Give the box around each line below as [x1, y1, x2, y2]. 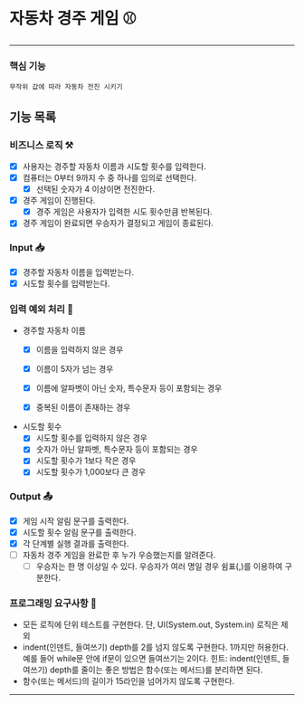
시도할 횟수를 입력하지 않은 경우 [35, 433, 147, 443]
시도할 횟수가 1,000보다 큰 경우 [35, 467, 147, 478]
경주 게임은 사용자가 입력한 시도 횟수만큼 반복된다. [35, 206, 213, 217]
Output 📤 [9, 490, 52, 503]
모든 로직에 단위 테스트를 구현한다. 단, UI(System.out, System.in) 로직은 [22, 619, 279, 630]
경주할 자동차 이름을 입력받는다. [22, 266, 134, 277]
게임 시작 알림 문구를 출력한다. [22, 515, 129, 526]
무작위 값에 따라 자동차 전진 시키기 [9, 82, 123, 91]
